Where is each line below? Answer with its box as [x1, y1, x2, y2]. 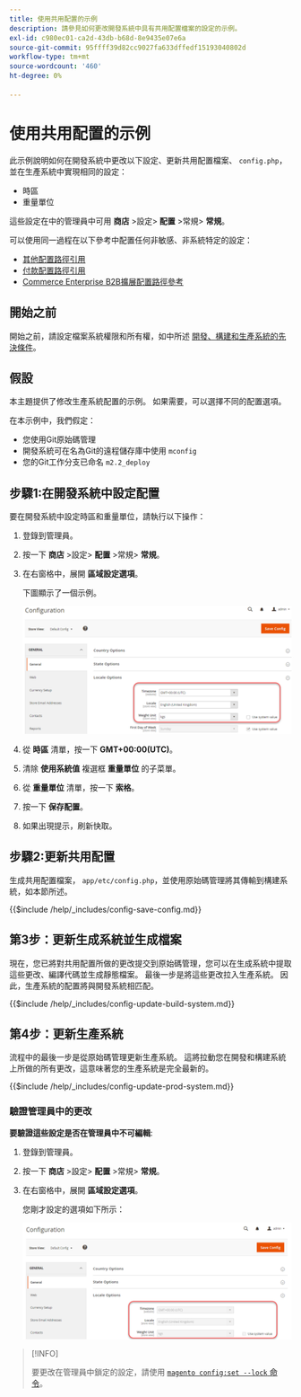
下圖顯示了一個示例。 [21, 588, 101, 598]
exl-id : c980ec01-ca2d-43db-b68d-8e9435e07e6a [9, 33, 186, 42]
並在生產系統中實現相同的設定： [9, 166, 127, 177]
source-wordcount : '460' [9, 62, 102, 71]
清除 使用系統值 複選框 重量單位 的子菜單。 [21, 764, 181, 774]
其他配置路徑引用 [21, 253, 86, 264]
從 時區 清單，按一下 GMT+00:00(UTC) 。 [21, 744, 177, 755]
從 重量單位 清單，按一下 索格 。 [21, 782, 140, 793]
